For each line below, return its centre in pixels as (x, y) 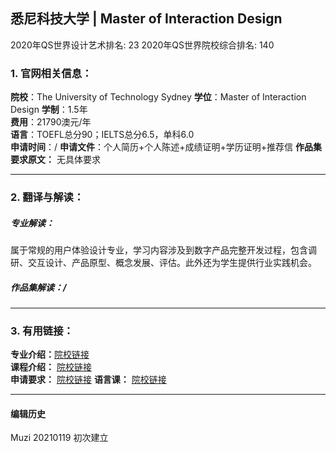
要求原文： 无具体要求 (55, 160)
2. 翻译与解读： (47, 197)
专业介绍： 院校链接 (50, 355)
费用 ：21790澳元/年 (51, 122)
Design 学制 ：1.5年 (49, 110)
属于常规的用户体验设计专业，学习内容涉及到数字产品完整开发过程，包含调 (163, 250)
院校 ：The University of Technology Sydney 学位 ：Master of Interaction (158, 97)
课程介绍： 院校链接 (51, 367)
